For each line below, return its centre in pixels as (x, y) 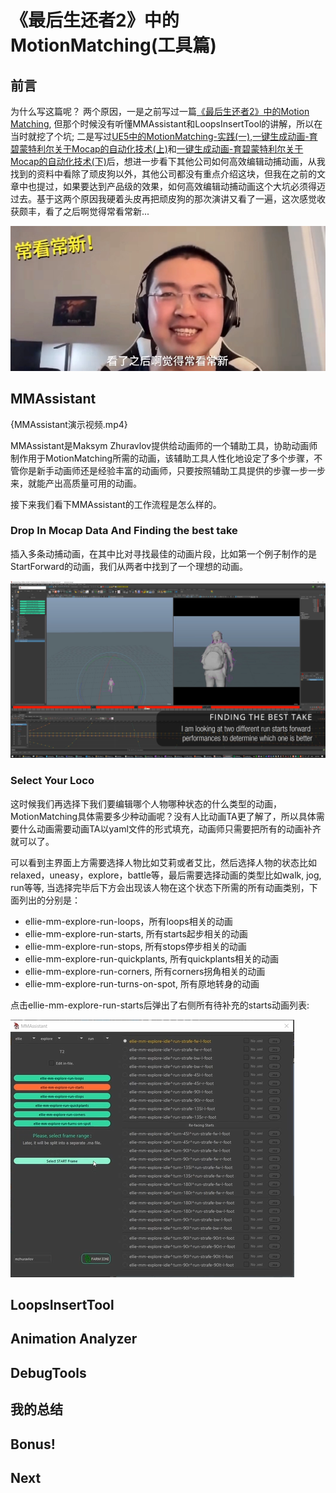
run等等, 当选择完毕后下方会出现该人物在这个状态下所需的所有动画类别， (160, 887)
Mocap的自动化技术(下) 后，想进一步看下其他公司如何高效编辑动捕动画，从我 (168, 161)
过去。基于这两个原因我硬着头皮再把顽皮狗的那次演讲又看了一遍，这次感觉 (163, 199)
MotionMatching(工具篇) (113, 45)
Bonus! (33, 1444)
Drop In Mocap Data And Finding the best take (124, 531)
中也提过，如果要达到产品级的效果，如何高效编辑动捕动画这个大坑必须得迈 (172, 186)
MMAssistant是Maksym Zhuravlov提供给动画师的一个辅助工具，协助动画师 (164, 445)
